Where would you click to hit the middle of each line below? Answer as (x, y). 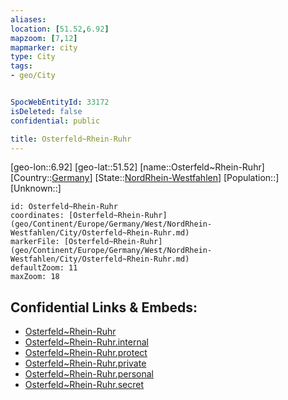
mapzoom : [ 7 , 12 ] (44, 38)
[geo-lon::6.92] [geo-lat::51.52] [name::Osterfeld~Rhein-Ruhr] (137, 167)
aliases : (28, 19)
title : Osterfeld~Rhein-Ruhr (71, 139)
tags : (21, 66)
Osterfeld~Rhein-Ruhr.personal (89, 374)
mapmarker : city (44, 47)
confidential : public (55, 121)
